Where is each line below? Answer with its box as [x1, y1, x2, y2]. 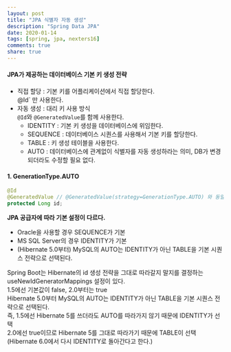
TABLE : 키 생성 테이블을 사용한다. [27, 139, 120, 147]
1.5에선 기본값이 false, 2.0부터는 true [7, 285, 108, 294]
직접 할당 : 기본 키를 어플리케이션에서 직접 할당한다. [16, 87, 155, 96]
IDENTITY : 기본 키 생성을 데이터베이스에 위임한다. [27, 122, 164, 130]
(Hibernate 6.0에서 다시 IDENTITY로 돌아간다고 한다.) [7, 337, 153, 345]
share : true [7, 49, 41, 56]
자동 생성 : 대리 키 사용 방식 [16, 104, 91, 113]
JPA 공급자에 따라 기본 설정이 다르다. [7, 213, 106, 221]
